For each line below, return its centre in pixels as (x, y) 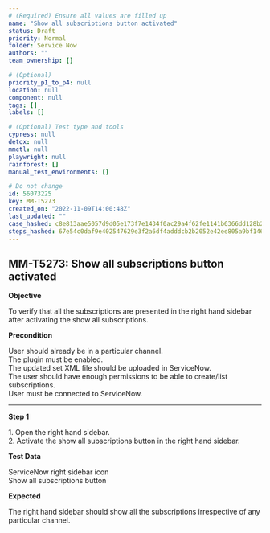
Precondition (31, 335)
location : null (34, 90)
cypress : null (32, 135)
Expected (25, 496)
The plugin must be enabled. (55, 359)
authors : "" (28, 53)
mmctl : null (28, 150)
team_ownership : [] (41, 61)
